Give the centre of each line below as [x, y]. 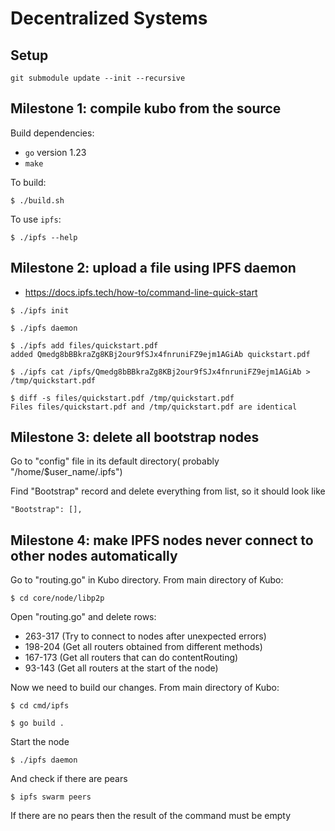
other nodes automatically [94, 555]
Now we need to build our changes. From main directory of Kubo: [145, 688]
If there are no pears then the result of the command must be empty [151, 816]
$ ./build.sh [37, 200]
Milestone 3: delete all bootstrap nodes [135, 437]
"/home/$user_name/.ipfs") [66, 472]
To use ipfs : [36, 219]
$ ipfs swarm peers [51, 797]
